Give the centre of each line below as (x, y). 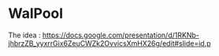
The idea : (24, 35)
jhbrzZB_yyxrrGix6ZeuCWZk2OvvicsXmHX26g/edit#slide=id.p (109, 43)
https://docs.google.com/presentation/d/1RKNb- (121, 35)
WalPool (36, 14)
